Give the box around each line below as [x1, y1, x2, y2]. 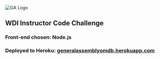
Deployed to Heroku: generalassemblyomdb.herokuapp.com [5, 47, 155, 54]
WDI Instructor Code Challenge [5, 19, 104, 27]
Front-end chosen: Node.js [5, 34, 72, 41]
